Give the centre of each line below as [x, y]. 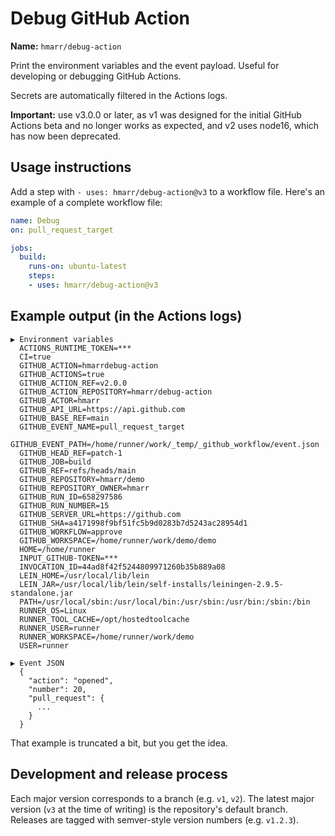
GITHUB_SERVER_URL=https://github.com [100, 514]
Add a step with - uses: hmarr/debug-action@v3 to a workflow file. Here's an [168, 191]
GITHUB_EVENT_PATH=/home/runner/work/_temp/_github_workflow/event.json [165, 444]
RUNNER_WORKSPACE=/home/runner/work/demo [107, 637]
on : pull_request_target [62, 230]
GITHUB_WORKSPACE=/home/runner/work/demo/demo [118, 540]
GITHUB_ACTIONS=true [62, 374]
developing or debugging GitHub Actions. [96, 76]
